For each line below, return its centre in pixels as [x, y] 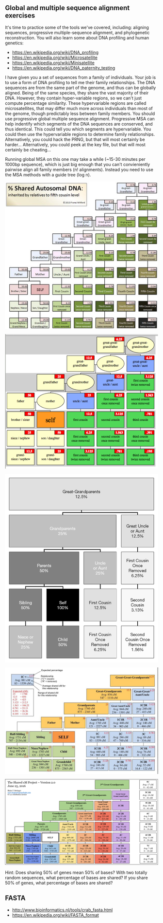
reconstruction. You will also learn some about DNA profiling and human [77, 38]
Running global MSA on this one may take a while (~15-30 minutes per [75, 159]
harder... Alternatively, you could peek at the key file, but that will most [75, 144]
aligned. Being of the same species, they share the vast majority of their [77, 93]
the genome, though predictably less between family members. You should [80, 113]
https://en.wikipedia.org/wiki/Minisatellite [53, 62]
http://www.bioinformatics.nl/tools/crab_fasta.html [62, 910]
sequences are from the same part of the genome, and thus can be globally [81, 88]
